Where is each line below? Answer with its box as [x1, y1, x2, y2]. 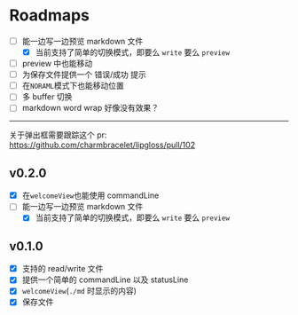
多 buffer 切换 [21, 91, 73, 102]
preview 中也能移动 [21, 59, 93, 69]
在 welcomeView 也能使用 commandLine [21, 190, 160, 201]
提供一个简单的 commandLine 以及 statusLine [21, 274, 189, 285]
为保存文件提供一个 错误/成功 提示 [21, 69, 146, 80]
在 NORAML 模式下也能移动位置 [21, 81, 124, 91]
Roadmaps [9, 5, 90, 26]
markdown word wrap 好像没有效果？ [21, 103, 160, 114]
